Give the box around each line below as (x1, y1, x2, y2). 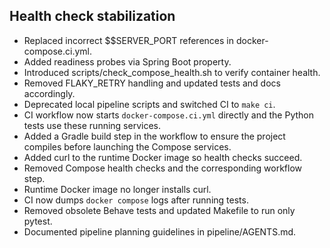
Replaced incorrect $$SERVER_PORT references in (23, 34, 234, 46)
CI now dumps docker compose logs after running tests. (23, 194, 249, 206)
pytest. (23, 215, 53, 227)
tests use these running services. (23, 119, 161, 131)
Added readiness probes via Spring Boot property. (23, 55, 232, 68)
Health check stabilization (9, 8, 176, 25)
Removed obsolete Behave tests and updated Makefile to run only (23, 204, 296, 216)
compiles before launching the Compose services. (23, 140, 232, 153)
